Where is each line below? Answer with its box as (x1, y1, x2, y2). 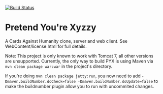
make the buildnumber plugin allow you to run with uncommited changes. (5, 83, 154, 89)
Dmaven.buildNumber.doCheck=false (5, 79, 76, 84)
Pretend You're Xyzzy (5, 22, 97, 33)
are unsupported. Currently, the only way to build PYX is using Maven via (5, 58, 154, 64)
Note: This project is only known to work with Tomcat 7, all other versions (5, 53, 154, 59)
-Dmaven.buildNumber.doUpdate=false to (78, 78, 159, 84)
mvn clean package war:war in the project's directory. (5, 63, 112, 69)
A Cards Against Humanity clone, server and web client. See (5, 38, 128, 44)
